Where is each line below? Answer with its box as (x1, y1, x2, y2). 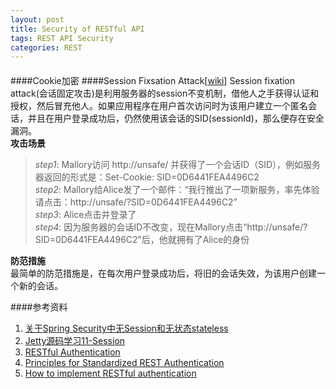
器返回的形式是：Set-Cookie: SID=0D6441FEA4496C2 (34, 171, 260, 183)
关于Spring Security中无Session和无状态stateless (24, 322, 229, 334)
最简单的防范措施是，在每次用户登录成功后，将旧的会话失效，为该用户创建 (10, 267, 317, 279)
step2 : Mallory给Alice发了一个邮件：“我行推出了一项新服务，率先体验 (34, 183, 320, 195)
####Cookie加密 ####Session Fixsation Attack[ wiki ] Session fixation (10, 74, 296, 86)
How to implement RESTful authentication (24, 367, 197, 379)
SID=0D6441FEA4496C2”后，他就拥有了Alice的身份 (34, 233, 250, 245)
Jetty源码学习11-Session (24, 334, 126, 346)
